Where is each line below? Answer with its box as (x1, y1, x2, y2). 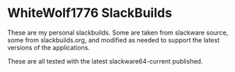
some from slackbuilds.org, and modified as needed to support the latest (7, 35, 220, 44)
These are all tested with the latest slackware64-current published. (7, 56, 203, 65)
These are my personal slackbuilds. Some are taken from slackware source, (7, 28, 229, 37)
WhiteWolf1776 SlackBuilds (7, 5, 172, 21)
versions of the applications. (7, 43, 91, 52)
